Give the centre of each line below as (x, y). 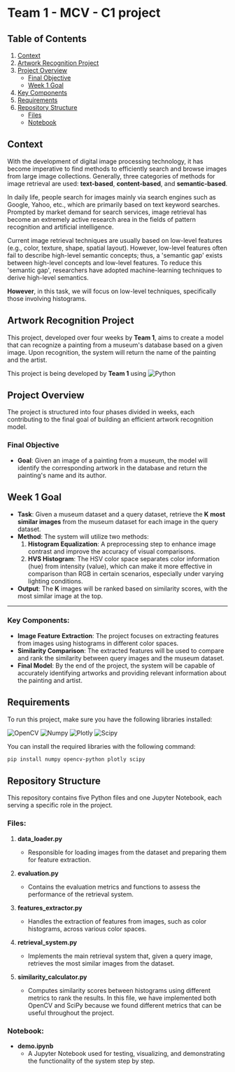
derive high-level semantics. (48, 277)
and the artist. (27, 360)
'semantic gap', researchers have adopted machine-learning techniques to (115, 270)
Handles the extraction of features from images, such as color (117, 921)
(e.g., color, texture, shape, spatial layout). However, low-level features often (117, 248)
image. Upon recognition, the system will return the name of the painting (112, 352)
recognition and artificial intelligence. (60, 227)
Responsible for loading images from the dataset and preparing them (127, 852)
